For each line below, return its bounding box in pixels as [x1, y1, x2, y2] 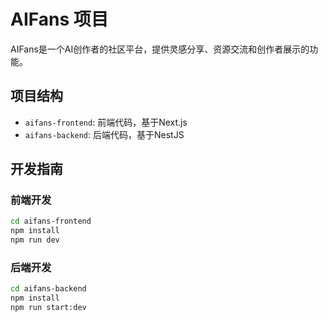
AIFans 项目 [10, 8, 109, 31]
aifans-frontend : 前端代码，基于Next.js [24, 116, 188, 128]
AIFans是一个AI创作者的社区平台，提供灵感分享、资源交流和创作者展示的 [10, 43, 310, 55]
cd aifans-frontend [10, 216, 92, 227]
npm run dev [10, 235, 60, 245]
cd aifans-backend [10, 284, 87, 294]
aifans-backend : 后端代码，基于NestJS [24, 128, 185, 140]
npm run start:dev [10, 303, 87, 313]
